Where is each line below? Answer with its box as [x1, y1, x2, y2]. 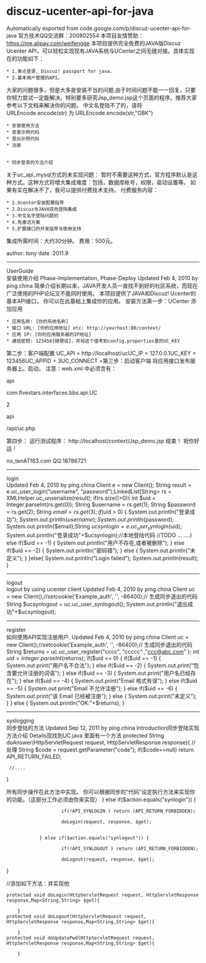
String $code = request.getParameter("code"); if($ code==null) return [18, 746, 194, 753]
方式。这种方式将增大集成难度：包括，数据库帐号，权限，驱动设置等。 [11, 178, 189, 186]
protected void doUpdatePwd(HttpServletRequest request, [6, 935, 155, 941]
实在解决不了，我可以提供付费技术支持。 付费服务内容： [17, 186, 158, 194]
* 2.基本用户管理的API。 [6, 75, 63, 81]
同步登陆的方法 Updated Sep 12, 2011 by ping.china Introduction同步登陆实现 [6, 724, 200, 731]
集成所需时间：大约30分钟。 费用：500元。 [6, 237, 116, 245]
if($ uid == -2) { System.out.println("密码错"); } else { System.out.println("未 [6, 547, 196, 554]
